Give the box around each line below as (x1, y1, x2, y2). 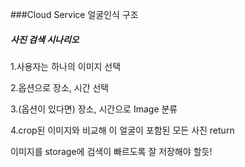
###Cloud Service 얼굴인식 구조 (10, 9, 139, 20)
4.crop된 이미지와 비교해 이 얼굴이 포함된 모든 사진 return (10, 124, 235, 136)
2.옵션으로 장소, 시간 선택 (10, 81, 110, 93)
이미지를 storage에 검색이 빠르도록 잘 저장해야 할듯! (10, 145, 213, 157)
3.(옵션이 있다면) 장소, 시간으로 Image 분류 (10, 103, 178, 115)
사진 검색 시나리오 (10, 33, 80, 45)
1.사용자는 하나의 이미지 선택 (10, 60, 122, 72)
